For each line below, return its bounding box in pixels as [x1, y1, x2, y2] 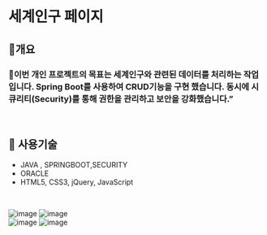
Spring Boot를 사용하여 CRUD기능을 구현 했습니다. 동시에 [35, 81, 250, 92]
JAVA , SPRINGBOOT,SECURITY [19, 159, 128, 169]
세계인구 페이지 [8, 7, 104, 26]
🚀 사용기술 [8, 137, 58, 151]
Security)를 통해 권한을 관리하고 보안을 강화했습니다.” [34, 93, 234, 104]
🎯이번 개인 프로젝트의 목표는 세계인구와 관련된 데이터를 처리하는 [8, 68, 242, 80]
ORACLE [19, 168, 50, 178]
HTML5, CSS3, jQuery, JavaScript [19, 176, 134, 187]
